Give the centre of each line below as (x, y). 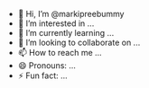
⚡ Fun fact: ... (42, 75)
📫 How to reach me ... (60, 53)
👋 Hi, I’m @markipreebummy (71, 14)
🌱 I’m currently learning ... (66, 33)
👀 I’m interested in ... (56, 23)
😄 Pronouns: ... (47, 66)
